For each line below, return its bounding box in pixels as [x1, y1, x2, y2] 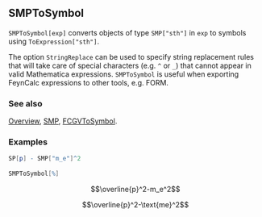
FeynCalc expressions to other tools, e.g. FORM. [8, 77, 169, 87]
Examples [8, 136, 48, 148]
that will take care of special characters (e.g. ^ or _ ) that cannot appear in [8, 61, 252, 70]
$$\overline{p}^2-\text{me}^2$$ [81, 200, 189, 210]
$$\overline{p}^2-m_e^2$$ [90, 185, 181, 194]
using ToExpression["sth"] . [8, 36, 99, 46]
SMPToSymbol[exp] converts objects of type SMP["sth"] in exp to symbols [8, 27, 247, 37]
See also [8, 98, 43, 109]
